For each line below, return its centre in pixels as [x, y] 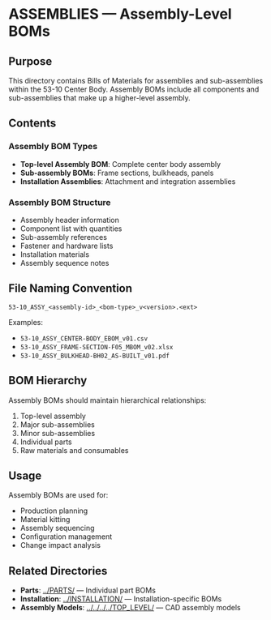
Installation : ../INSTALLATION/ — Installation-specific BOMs [121, 599]
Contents [32, 124]
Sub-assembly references [64, 237]
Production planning [54, 511]
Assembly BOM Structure [60, 202]
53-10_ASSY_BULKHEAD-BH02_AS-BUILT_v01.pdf [95, 356]
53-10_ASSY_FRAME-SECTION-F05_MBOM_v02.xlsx [97, 347]
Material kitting [45, 520]
